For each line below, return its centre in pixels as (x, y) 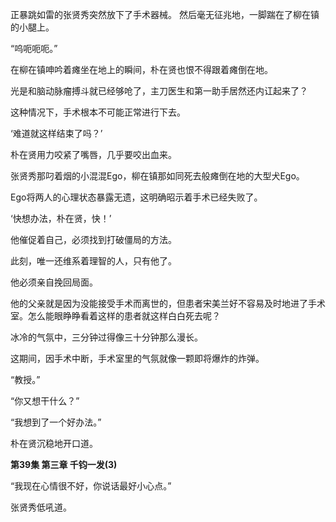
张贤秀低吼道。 (41, 507)
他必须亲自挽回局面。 (54, 282)
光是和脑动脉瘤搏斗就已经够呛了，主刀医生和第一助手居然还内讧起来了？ (159, 91)
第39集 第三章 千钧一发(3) (64, 464)
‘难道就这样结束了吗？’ (56, 133)
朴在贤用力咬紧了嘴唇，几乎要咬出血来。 (93, 154)
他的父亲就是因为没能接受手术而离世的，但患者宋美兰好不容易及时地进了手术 (168, 303)
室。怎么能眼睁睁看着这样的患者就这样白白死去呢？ (115, 316)
